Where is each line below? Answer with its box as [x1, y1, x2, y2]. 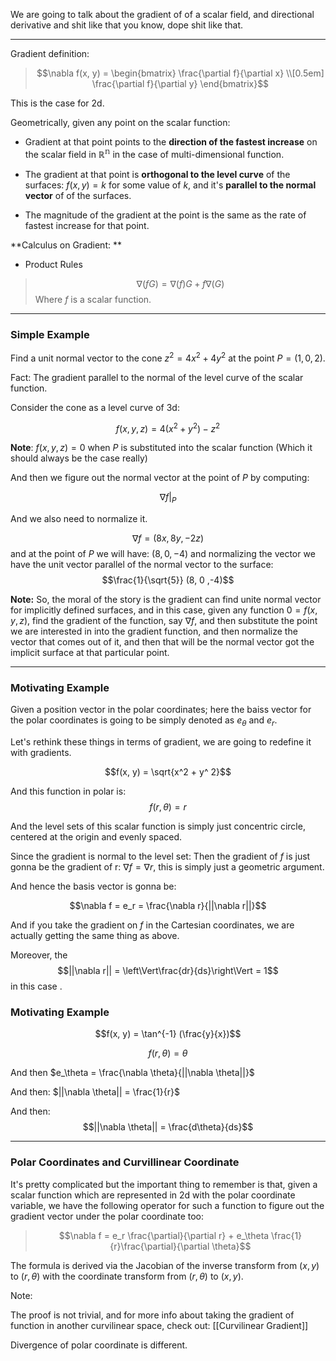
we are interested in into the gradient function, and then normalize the [10, 625, 298, 638]
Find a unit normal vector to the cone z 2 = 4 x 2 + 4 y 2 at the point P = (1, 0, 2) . [10, 350, 326, 364]
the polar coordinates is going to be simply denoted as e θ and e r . [10, 714, 278, 729]
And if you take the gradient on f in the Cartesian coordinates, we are [10, 919, 295, 931]
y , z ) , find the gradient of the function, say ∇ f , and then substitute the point [10, 615, 318, 627]
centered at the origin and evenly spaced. [10, 831, 183, 843]
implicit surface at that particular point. [10, 647, 170, 659]
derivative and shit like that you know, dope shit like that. [10, 19, 244, 31]
